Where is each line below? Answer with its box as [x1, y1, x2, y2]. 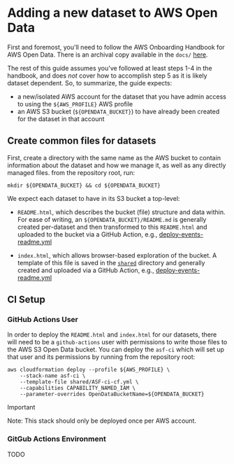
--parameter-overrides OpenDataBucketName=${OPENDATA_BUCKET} [20, 391, 205, 398]
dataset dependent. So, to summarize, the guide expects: [7, 78, 173, 87]
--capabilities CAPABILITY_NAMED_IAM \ [20, 385, 136, 392]
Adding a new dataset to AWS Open [7, 5, 218, 21]
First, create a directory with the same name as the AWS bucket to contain [7, 153, 221, 162]
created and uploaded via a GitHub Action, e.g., [17, 266, 155, 274]
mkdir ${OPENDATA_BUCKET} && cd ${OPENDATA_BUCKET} [7, 182, 161, 189]
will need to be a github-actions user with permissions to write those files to [7, 338, 228, 346]
